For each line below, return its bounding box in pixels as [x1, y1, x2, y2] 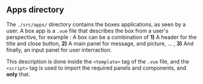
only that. [6, 70, 30, 77]
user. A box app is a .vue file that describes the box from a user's [6, 27, 169, 34]
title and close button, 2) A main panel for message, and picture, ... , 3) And [6, 40, 194, 47]
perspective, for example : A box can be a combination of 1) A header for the [6, 33, 197, 41]
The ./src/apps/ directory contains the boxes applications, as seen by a [6, 20, 186, 28]
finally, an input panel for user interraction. [6, 46, 112, 53]
